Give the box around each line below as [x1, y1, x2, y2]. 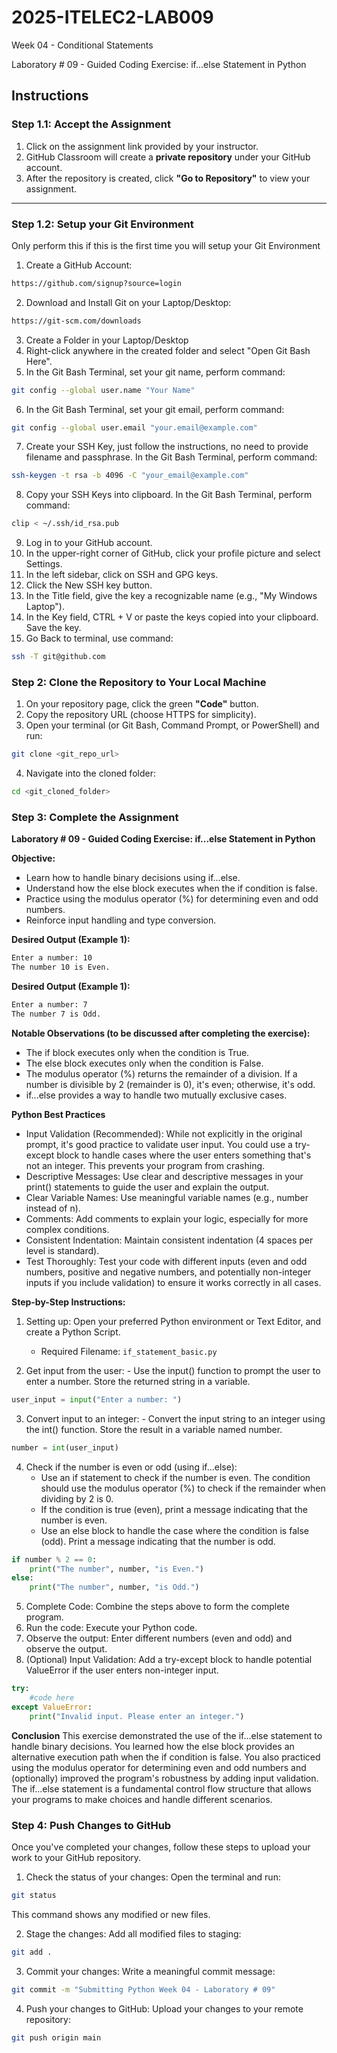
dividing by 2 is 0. [40, 1492, 114, 1505]
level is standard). [25, 1244, 100, 1256]
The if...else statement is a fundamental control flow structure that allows [11, 1782, 312, 1795]
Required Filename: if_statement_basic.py [40, 1345, 218, 1357]
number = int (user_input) [11, 1442, 119, 1453]
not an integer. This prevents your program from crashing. [25, 1159, 266, 1171]
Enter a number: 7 [11, 1000, 88, 1010]
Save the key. [25, 622, 82, 634]
